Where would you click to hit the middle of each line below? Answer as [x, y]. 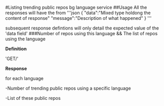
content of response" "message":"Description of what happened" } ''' [78, 18]
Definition [16, 49]
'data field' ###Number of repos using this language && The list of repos [81, 33]
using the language [25, 39]
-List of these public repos [33, 98]
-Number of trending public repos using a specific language [68, 88]
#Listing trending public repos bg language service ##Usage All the [76, 7]
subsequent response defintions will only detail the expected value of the [82, 28]
